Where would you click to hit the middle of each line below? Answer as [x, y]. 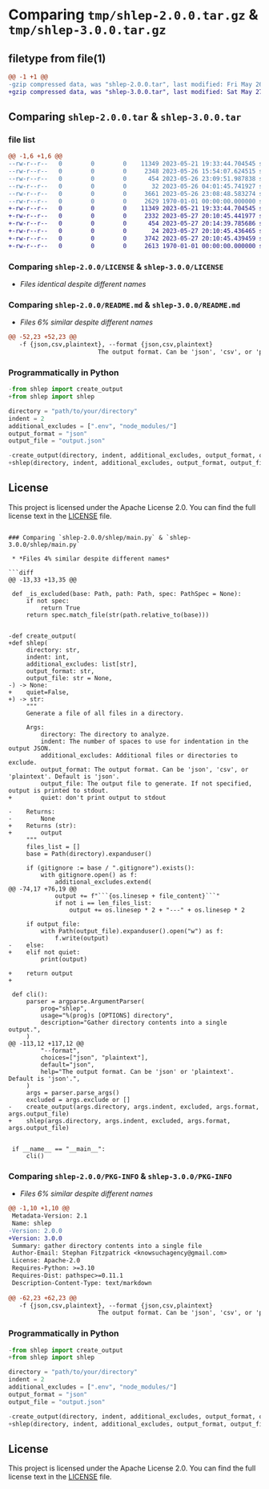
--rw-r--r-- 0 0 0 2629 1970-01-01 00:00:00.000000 [132, 201]
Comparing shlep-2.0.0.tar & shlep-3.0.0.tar [125, 117]
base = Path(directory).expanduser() [89, 854]
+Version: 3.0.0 [35, 1238]
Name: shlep [32, 1223]
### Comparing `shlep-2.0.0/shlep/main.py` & [85, 537]
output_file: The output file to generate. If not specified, [146, 783]
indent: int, [48, 657]
